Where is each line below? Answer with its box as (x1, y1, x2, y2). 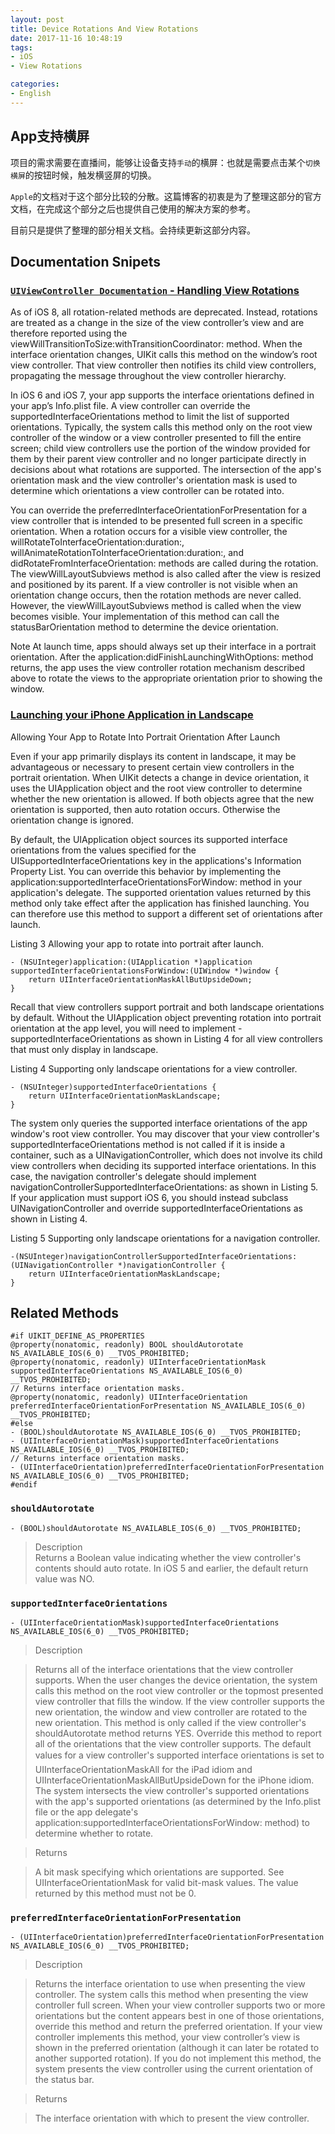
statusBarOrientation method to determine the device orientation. (10, 621, 279, 633)
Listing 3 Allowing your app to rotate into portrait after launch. (10, 937, 264, 950)
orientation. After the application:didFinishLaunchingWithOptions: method (10, 651, 314, 663)
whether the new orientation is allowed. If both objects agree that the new (10, 792, 315, 805)
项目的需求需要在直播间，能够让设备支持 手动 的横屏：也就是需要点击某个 (10, 156, 306, 168)
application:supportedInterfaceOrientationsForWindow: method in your (10, 876, 303, 888)
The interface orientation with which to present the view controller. (34, 2112, 310, 2125)
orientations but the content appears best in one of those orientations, (34, 2010, 325, 2022)
